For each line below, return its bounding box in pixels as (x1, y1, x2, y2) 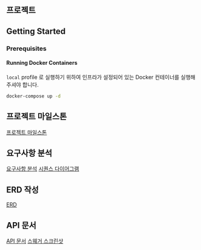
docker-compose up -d (6, 93, 61, 99)
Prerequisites (6, 44, 47, 53)
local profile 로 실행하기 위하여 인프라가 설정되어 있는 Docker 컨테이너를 (6, 73, 180, 81)
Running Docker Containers (6, 59, 77, 67)
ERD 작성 (6, 185, 39, 195)
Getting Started (6, 26, 66, 36)
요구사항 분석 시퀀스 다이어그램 (6, 165, 80, 173)
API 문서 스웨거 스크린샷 (6, 237, 64, 245)
